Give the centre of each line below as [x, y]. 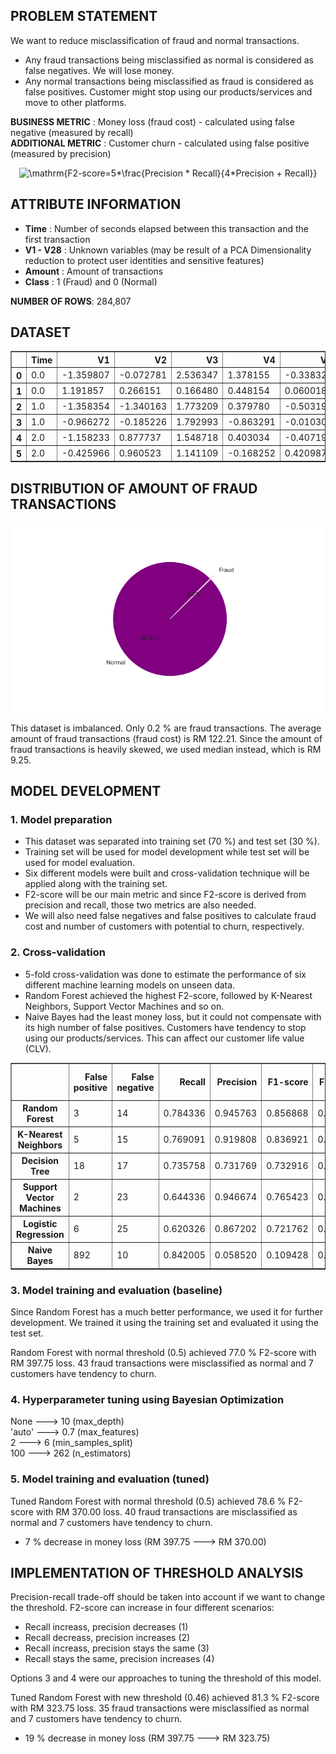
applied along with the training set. [96, 884]
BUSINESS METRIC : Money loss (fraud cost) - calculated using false [152, 121]
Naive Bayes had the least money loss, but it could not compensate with [173, 1016]
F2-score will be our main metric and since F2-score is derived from [165, 895]
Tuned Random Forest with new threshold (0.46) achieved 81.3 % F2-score [165, 1698]
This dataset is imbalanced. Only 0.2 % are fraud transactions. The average [166, 728]
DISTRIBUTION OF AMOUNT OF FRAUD [134, 488]
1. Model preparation [61, 819]
